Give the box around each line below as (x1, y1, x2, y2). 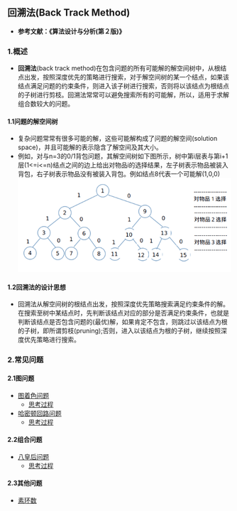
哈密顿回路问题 (17, 409, 62, 417)
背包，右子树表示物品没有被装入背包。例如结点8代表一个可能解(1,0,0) (17, 170, 221, 178)
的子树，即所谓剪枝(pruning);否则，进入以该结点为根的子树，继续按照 (17, 326, 221, 335)
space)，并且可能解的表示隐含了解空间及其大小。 (17, 143, 163, 151)
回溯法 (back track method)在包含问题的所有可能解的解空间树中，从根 (17, 64, 221, 72)
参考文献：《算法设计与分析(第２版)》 (17, 27, 126, 36)
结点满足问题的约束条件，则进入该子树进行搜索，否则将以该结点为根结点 (17, 82, 229, 90)
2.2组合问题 (7, 436, 43, 444)
